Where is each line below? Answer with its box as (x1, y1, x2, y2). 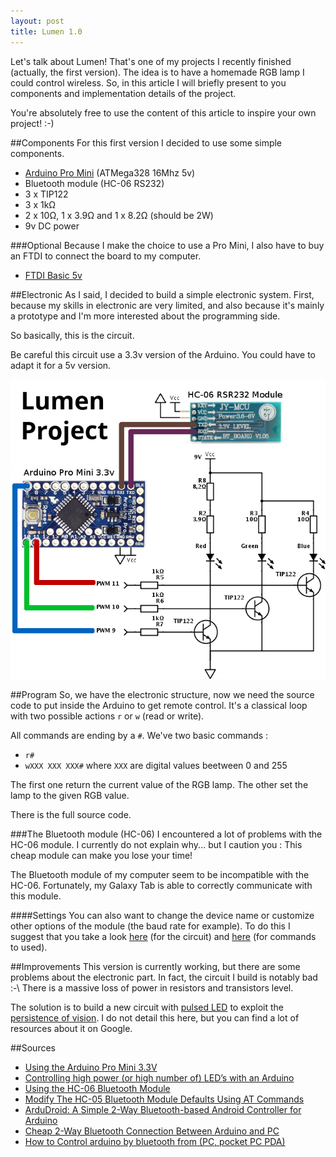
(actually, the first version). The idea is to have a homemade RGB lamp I (10, 66, 305, 78)
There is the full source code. (10, 809, 132, 821)
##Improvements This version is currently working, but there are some (10, 961, 301, 973)
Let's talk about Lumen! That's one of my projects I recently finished (10, 55, 292, 67)
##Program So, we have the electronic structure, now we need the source (10, 689, 315, 701)
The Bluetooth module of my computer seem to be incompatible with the (10, 869, 310, 881)
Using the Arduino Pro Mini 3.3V (24, 1061, 158, 1074)
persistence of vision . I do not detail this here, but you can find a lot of (10, 1012, 300, 1024)
